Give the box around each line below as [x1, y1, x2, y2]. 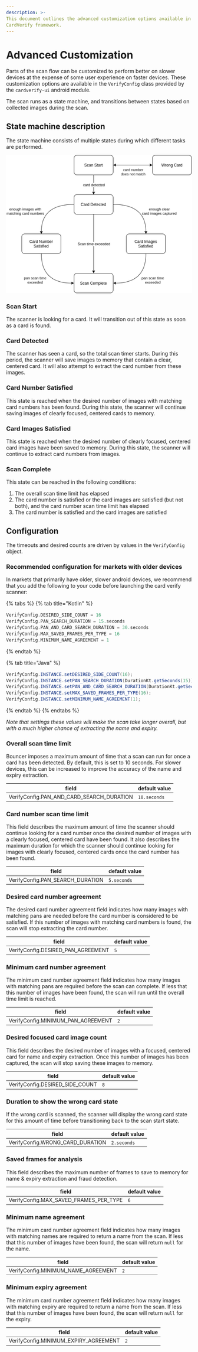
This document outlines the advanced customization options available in [6, 15, 192, 22]
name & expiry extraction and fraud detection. [6, 1175, 118, 1182]
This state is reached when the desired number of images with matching [6, 397, 182, 404]
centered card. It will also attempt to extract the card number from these [6, 363, 181, 370]
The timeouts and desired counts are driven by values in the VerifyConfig [6, 541, 185, 549]
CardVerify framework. [6, 22, 62, 28]
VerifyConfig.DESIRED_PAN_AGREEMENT [8, 947, 110, 954]
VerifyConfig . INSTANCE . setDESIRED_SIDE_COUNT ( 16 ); [6, 671, 133, 677]
